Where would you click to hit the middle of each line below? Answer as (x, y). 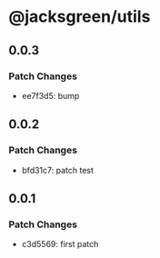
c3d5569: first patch (60, 244)
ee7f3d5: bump (50, 95)
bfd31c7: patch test (58, 170)
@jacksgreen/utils (80, 17)
